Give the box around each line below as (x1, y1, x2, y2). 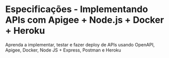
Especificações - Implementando (5, 4, 148, 15)
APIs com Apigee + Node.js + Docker (5, 14, 164, 26)
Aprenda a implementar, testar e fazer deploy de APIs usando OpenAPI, (5, 41, 155, 47)
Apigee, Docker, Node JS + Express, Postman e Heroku (5, 47, 121, 53)
